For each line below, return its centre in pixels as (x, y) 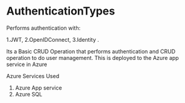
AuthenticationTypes (61, 11)
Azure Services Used (33, 76)
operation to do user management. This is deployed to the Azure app (93, 58)
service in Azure (27, 64)
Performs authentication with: (44, 28)
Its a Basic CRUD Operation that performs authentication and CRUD (91, 51)
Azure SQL (29, 94)
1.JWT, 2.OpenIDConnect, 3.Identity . (53, 39)
